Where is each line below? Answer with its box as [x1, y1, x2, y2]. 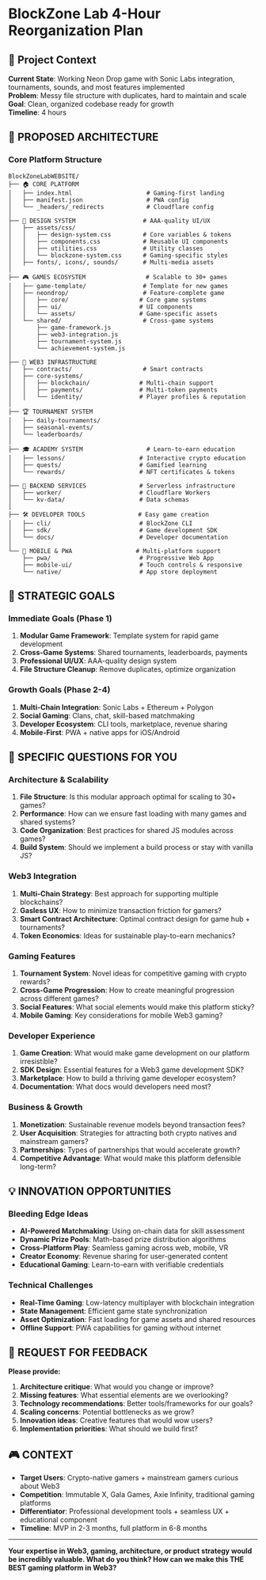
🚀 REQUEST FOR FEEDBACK [8, 1346, 148, 1359]
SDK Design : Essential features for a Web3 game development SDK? [19, 1065, 245, 1074]
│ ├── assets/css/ [8, 223, 77, 232]
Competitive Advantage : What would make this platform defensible [19, 1153, 241, 1163]
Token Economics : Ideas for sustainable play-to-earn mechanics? [19, 930, 236, 940]
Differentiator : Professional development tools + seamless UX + [19, 1506, 230, 1516]
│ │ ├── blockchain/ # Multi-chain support [8, 379, 215, 387]
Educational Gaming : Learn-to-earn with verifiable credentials [19, 1260, 224, 1270]
